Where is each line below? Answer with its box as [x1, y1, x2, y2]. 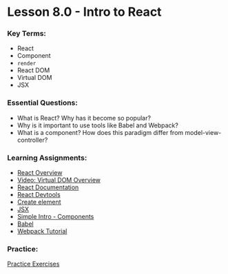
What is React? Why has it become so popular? [17, 114, 152, 122]
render [17, 60, 37, 67]
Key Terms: [7, 29, 47, 39]
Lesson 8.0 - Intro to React [7, 4, 162, 20]
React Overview [17, 169, 63, 177]
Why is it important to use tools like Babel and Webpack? [17, 121, 179, 129]
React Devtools [17, 191, 61, 199]
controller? [17, 136, 48, 144]
